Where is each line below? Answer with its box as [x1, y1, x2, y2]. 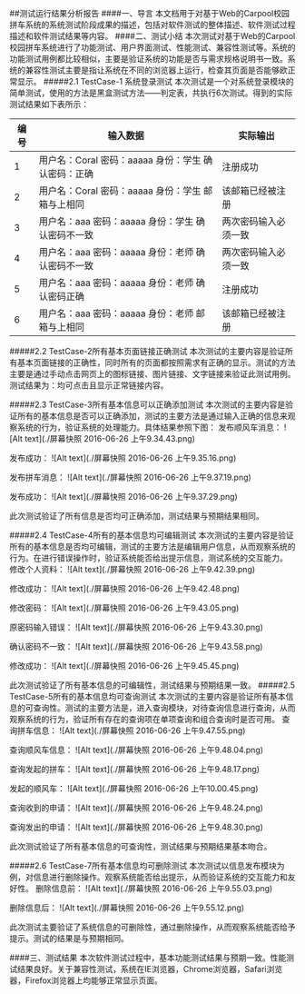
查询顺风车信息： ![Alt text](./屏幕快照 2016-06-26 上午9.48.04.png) [9, 744, 264, 755]
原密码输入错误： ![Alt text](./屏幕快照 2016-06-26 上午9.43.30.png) [9, 621, 263, 632]
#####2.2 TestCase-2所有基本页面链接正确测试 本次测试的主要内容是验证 [9, 346, 286, 356]
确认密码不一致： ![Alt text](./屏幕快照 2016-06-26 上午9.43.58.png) [9, 641, 263, 651]
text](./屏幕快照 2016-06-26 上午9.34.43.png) [24, 433, 195, 443]
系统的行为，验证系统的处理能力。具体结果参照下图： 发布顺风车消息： [16, 422, 282, 432]
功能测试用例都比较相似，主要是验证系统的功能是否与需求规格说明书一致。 [9, 54, 288, 64]
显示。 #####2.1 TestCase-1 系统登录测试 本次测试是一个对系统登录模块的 [16, 76, 294, 86]
